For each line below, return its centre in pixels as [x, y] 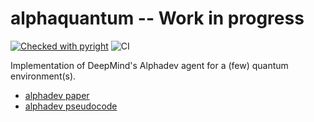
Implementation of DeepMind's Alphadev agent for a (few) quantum [149, 65]
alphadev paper [57, 95]
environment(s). [43, 76]
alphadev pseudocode [71, 106]
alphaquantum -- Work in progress [157, 18]
